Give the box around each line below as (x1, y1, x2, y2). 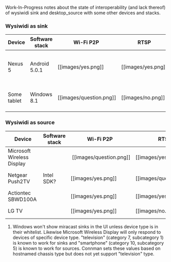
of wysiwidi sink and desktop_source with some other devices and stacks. (5, 10, 161, 16)
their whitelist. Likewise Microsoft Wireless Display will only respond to (12, 229, 161, 235)
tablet (8, 97, 22, 104)
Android (30, 60, 49, 67)
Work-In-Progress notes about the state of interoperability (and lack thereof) (5, 5, 166, 10)
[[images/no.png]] (121, 94, 165, 101)
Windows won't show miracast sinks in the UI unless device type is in (12, 223, 159, 229)
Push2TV (8, 178, 31, 185)
